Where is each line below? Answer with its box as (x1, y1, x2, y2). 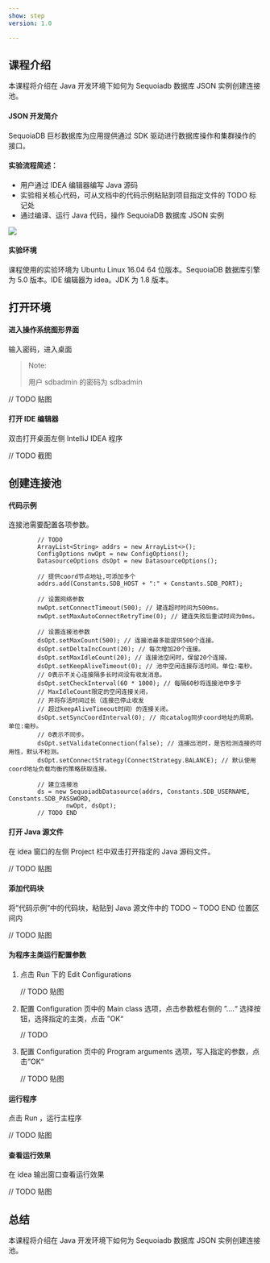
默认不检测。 (26, 748, 63, 756)
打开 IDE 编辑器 (8, 414, 59, 424)
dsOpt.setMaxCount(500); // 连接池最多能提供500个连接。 (37, 637, 218, 645)
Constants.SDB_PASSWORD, (8, 795, 92, 803)
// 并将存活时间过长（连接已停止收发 (37, 696, 145, 705)
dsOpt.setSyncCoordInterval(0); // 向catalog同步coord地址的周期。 (37, 714, 258, 722)
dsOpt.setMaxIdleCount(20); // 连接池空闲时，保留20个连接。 (37, 654, 231, 662)
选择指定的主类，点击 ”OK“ (34, 1013, 124, 1024)
